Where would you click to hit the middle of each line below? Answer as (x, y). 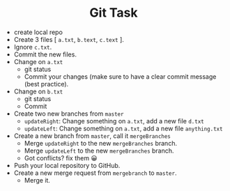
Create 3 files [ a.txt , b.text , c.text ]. (69, 39)
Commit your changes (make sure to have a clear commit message (120, 76)
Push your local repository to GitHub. (67, 165)
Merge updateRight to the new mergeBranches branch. (101, 143)
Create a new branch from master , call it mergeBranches (92, 136)
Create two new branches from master (69, 114)
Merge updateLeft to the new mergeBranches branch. (99, 151)
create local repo (38, 32)
